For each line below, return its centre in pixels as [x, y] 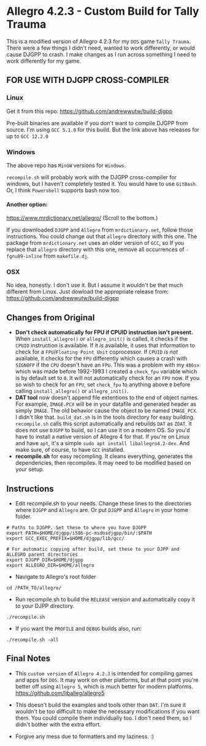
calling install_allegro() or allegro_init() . [72, 391]
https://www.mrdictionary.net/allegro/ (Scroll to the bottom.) [82, 218]
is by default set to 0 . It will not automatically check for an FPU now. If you [107, 378]
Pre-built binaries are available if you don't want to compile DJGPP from [97, 123]
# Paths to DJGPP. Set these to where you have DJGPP [77, 528]
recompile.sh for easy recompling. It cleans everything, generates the [104, 456]
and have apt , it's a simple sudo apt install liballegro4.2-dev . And [102, 443]
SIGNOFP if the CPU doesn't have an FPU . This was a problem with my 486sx [107, 365]
